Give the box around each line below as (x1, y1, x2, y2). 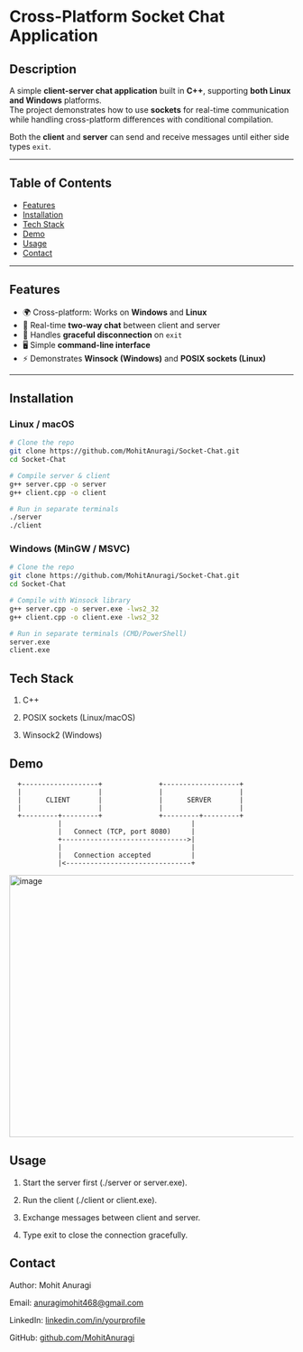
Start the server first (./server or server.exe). (22, 1177, 188, 1188)
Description (9, 61, 77, 77)
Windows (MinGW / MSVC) (9, 543, 131, 556)
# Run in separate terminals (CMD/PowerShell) (9, 629, 188, 638)
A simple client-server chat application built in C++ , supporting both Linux (9, 86, 291, 96)
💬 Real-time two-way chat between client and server (22, 319, 221, 330)
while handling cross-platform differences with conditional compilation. (9, 115, 273, 124)
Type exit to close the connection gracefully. (22, 1229, 188, 1240)
